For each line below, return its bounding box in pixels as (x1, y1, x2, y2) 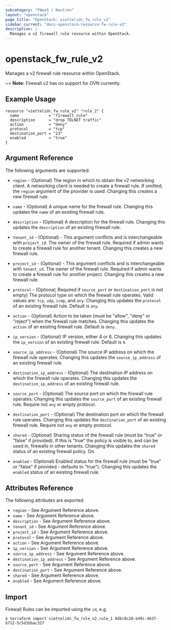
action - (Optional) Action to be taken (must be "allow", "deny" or (12, 312, 151, 319)
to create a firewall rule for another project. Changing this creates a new (12, 271, 164, 277)
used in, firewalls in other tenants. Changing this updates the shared (12, 443, 156, 449)
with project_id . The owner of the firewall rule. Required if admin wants (12, 239, 164, 245)
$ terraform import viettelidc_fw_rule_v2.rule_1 (5, 616, 113, 621)
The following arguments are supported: (5, 167, 90, 173)
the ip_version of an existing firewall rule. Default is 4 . (12, 339, 127, 345)
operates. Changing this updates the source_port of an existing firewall (12, 396, 162, 402)
